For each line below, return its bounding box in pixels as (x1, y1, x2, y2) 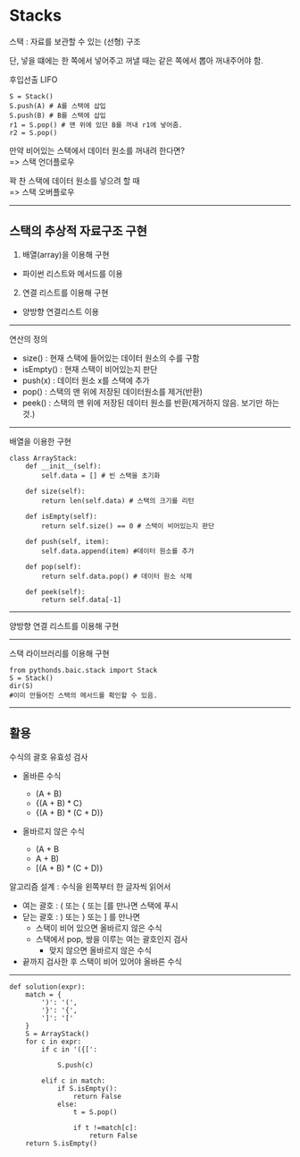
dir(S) (9, 681, 34, 690)
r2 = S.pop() (9, 128, 58, 137)
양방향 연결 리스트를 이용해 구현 (9, 620, 120, 631)
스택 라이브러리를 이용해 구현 (9, 648, 110, 659)
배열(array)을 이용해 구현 (21, 249, 110, 259)
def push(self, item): (25, 537, 110, 546)
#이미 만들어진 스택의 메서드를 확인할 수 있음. (9, 691, 158, 700)
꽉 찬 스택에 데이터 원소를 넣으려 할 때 (9, 175, 140, 186)
